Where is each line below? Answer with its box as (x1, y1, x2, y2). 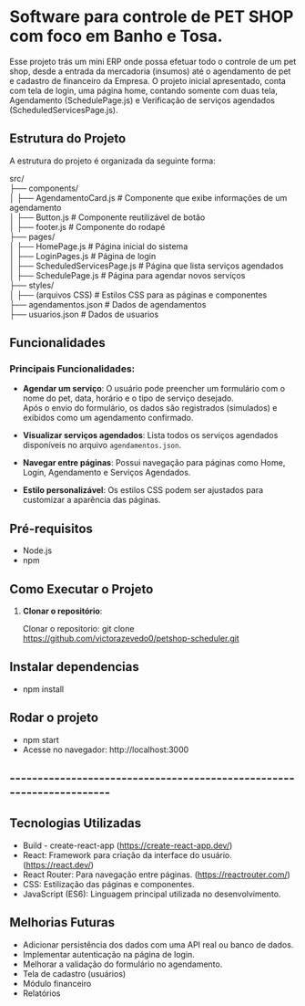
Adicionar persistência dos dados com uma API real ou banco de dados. (22, 938, 294, 950)
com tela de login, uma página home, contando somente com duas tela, (9, 85, 278, 96)
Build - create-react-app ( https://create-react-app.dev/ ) (22, 840, 233, 851)
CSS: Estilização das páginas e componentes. (22, 878, 195, 889)
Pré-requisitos (9, 520, 94, 536)
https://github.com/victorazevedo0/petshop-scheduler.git (22, 633, 239, 644)
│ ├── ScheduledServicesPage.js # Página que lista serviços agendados (9, 260, 284, 271)
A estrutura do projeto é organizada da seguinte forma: (9, 155, 216, 166)
